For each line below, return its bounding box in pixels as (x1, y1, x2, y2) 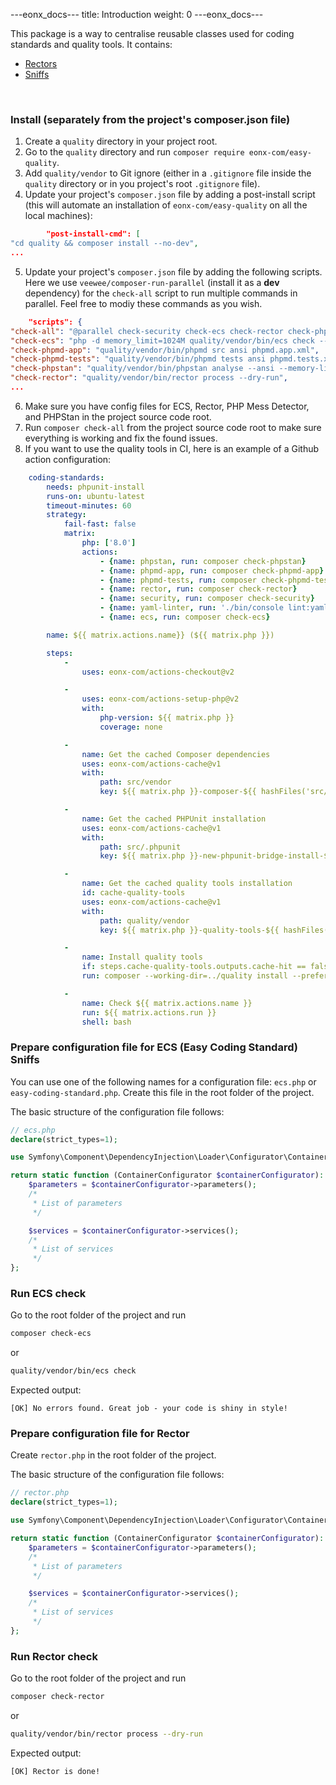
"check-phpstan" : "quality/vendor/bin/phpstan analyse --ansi (10, 364, 275, 374)
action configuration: (24, 453, 112, 465)
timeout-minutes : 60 (46, 500, 132, 511)
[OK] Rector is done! (10, 1766, 101, 1776)
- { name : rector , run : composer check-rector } (99, 584, 298, 594)
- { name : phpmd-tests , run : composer (99, 575, 257, 585)
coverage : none (99, 722, 163, 732)
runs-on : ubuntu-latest (46, 491, 145, 501)
